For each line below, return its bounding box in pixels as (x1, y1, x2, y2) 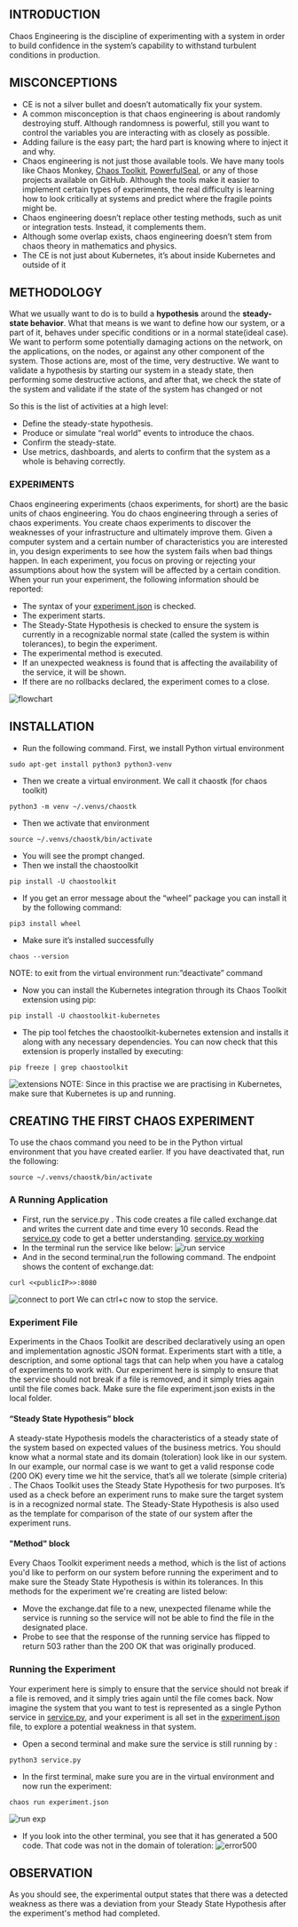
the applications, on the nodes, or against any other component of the (9, 346, 265, 357)
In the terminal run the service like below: (21, 1242, 174, 1253)
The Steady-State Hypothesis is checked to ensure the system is (21, 619, 260, 630)
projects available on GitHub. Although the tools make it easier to (21, 174, 260, 185)
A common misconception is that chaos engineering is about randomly (21, 108, 281, 119)
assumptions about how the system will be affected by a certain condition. (9, 564, 281, 575)
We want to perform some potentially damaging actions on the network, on (9, 337, 283, 347)
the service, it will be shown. (21, 666, 127, 678)
